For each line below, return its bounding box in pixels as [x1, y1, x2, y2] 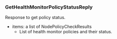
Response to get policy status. [5, 15, 66, 20]
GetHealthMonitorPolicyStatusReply [5, 4, 93, 10]
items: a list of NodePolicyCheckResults [12, 24, 92, 29]
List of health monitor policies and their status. [19, 29, 113, 35]
